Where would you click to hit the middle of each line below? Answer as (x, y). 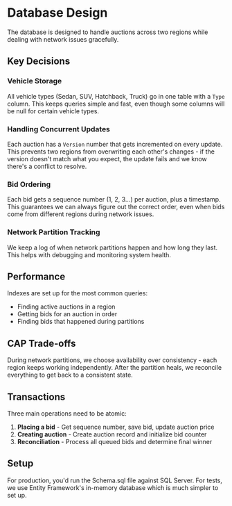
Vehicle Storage (35, 81)
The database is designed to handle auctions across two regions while (108, 32)
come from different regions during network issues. (81, 214)
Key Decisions (39, 62)
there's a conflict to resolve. (47, 166)
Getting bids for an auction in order (67, 314)
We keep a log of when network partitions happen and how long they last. (113, 247)
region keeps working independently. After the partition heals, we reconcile (115, 368)
